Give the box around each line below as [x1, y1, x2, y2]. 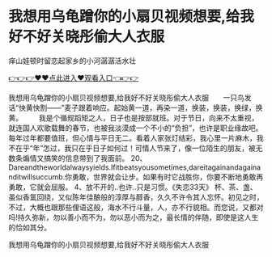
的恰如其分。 [8, 222, 51, 232]
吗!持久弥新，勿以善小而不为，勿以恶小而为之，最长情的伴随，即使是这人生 [8, 212, 259, 222]
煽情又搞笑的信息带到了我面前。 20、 [22, 153, 147, 162]
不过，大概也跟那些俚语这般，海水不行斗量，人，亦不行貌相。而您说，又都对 [8, 202, 264, 212]
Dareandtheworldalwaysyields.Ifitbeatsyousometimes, [8, 162, 189, 172]
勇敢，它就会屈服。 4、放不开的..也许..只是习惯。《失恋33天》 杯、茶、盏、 [8, 182, 257, 192]
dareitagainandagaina [189, 162, 261, 172]
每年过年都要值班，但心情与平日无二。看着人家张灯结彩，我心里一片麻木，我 [8, 133, 264, 142]
